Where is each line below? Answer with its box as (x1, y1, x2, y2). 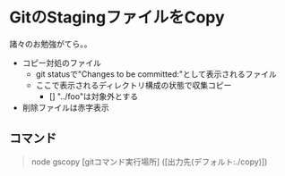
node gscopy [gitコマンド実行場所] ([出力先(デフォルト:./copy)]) (30, 156, 268, 167)
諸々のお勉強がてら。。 (9, 38, 92, 49)
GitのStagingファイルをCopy (9, 7, 226, 28)
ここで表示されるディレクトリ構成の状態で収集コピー (35, 80, 232, 90)
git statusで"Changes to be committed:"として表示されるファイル (35, 68, 278, 80)
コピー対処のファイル (22, 57, 101, 68)
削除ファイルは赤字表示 (22, 102, 109, 113)
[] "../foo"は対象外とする (48, 90, 139, 102)
